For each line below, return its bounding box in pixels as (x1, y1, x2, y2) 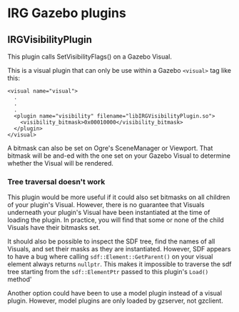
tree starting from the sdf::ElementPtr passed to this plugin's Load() (7, 268, 209, 276)
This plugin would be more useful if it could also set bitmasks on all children (7, 193, 230, 201)
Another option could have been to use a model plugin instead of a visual (7, 289, 223, 298)
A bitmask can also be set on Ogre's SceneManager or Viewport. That (7, 144, 213, 152)
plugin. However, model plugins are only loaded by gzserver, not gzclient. (7, 296, 223, 305)
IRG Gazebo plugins (7, 5, 126, 21)
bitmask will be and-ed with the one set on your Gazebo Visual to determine (7, 151, 230, 160)
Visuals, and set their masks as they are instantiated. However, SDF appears (7, 245, 231, 253)
